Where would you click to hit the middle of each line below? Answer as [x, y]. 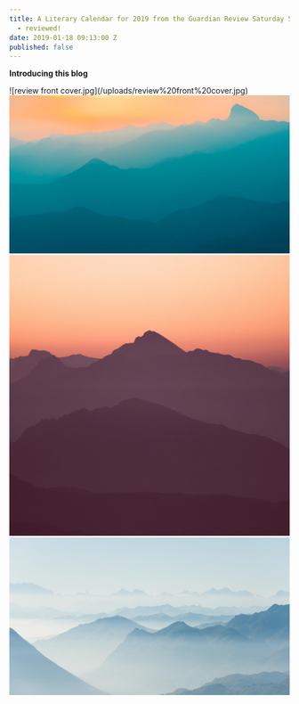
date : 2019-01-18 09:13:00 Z [63, 37]
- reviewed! [40, 28]
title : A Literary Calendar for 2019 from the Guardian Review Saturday [147, 19]
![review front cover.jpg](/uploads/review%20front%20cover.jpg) [129, 91]
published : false [41, 47]
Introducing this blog [49, 74]
